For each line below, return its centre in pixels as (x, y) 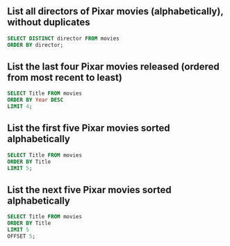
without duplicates (49, 23)
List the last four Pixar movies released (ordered (114, 67)
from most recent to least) (65, 77)
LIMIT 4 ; (20, 107)
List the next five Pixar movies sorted (89, 190)
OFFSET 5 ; (22, 236)
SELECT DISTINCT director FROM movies (63, 38)
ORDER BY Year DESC (35, 100)
